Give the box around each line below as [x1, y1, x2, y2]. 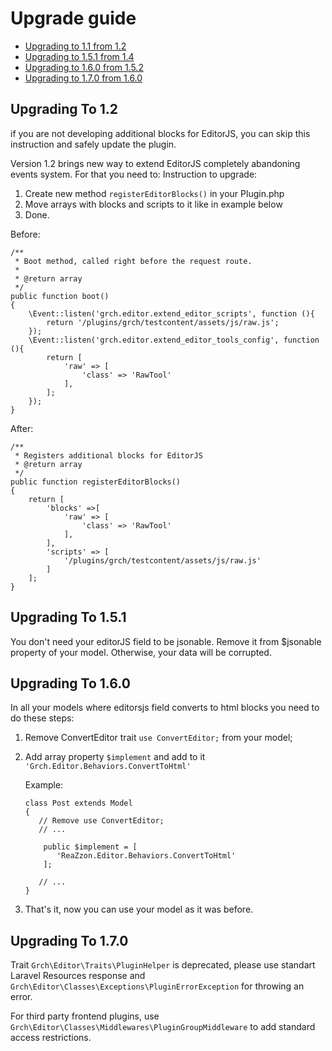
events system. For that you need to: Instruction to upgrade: [10, 168, 258, 180]
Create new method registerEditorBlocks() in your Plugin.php [24, 187, 285, 199]
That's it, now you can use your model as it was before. [24, 903, 254, 916]
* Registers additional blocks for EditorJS [14, 450, 203, 461]
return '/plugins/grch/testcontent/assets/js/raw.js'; [46, 317, 280, 327]
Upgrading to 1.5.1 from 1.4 [24, 50, 135, 62]
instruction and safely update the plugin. [10, 138, 177, 150]
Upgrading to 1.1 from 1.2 [24, 40, 127, 52]
